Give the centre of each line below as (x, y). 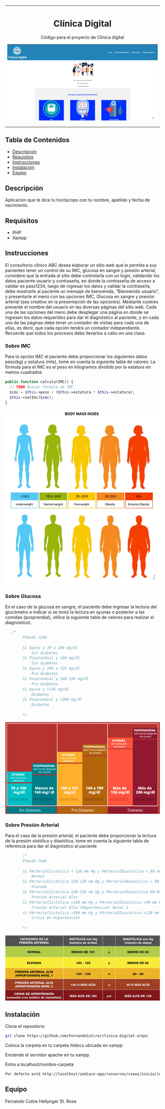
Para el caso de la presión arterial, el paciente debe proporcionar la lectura (81, 835)
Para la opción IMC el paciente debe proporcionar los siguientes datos (76, 357)
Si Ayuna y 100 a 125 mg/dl (51, 669)
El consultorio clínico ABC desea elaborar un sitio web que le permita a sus (81, 265)
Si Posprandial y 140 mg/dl (51, 658)
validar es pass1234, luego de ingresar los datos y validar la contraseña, (78, 286)
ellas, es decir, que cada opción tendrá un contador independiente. (73, 328)
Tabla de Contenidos (37, 140)
